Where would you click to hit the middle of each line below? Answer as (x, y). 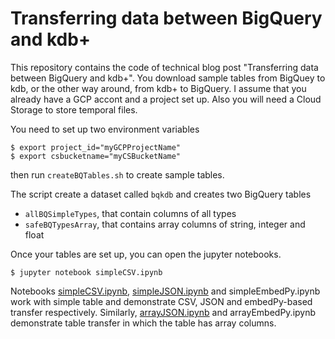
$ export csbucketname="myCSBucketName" (96, 156)
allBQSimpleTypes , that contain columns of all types (130, 213)
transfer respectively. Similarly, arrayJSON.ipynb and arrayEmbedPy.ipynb (163, 312)
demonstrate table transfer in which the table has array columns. (143, 323)
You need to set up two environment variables (105, 129)
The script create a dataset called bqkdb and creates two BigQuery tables (161, 194)
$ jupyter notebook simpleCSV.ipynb (86, 272)
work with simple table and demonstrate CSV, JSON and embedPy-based (161, 301)
